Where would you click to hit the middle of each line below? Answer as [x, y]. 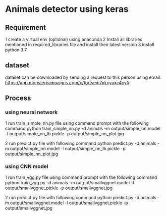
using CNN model [27, 166]
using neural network [31, 112]
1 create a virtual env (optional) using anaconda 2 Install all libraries [74, 39]
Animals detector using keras [67, 9]
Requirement [26, 27]
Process [18, 98]
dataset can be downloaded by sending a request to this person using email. [83, 77]
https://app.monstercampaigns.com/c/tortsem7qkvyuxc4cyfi [67, 82]
